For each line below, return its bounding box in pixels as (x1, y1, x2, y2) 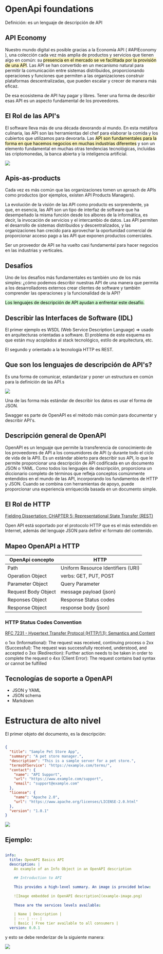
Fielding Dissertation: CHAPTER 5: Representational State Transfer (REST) (5, 513, 153, 519)
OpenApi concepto (9, 556, 54, 563)
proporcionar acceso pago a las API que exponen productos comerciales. (5, 233, 153, 239)
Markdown (12, 698, 34, 704)
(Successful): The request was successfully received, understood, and (5, 645, 147, 651)
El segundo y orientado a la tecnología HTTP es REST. (5, 347, 113, 352)
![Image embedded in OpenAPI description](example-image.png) (14, 893, 143, 898)
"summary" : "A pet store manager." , (9, 754, 84, 759)
